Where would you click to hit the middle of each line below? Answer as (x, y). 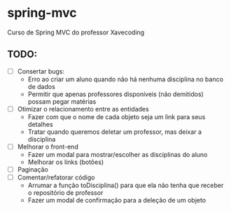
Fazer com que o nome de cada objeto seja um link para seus (117, 116)
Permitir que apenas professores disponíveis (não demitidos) (116, 94)
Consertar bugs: (41, 71)
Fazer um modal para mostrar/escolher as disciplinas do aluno (118, 154)
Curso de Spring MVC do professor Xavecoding (76, 32)
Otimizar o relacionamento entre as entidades (83, 109)
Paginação (33, 169)
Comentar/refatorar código (56, 177)
